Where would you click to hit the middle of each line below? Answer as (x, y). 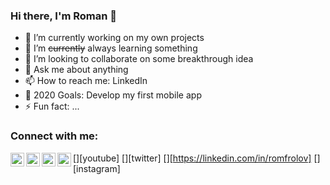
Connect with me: (54, 136)
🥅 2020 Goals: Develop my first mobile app (113, 95)
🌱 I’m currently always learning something (111, 48)
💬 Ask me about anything (76, 70)
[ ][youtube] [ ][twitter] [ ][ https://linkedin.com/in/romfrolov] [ (195, 158)
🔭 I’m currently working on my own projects (114, 38)
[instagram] (97, 168)
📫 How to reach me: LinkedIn (86, 81)
